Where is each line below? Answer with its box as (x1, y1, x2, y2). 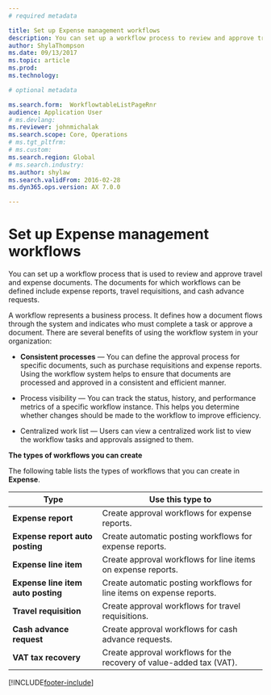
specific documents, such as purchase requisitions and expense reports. (19, 360, 262, 370)
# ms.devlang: (8, 116, 56, 124)
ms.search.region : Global (8, 153, 95, 162)
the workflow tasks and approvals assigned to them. (19, 435, 194, 444)
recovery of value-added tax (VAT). (102, 657, 238, 668)
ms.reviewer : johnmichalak (8, 123, 99, 132)
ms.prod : (8, 64, 38, 73)
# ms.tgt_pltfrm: (8, 138, 67, 146)
